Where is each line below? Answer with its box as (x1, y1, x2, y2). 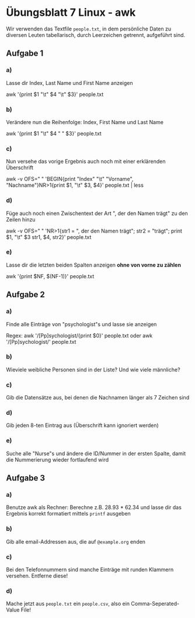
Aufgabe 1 (6, 49, 44, 59)
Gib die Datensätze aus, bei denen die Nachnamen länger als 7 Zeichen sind (6, 394, 190, 401)
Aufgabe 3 (6, 473, 46, 483)
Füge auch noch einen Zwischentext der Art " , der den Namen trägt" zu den (6, 210, 188, 217)
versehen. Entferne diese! (6, 572, 68, 579)
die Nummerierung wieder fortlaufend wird (6, 456, 109, 463)
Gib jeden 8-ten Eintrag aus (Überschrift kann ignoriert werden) (6, 422, 159, 429)
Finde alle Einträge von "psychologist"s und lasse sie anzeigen (6, 320, 157, 327)
